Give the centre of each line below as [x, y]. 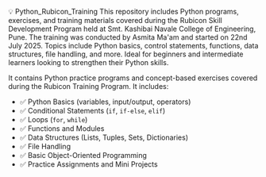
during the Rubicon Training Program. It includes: [89, 86]
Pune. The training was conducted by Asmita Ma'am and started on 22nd [128, 37]
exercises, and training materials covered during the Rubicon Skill [115, 20]
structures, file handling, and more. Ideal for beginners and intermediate [126, 54]
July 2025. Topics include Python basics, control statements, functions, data [133, 46]
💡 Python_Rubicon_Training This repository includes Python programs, [124, 12]
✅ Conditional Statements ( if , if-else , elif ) [93, 111]
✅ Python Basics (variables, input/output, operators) [105, 102]
